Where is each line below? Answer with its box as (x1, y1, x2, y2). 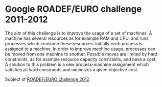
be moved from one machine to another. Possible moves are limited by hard (5, 51, 158, 57)
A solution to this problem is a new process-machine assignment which (5, 61, 149, 67)
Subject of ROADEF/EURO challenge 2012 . (5, 76, 91, 82)
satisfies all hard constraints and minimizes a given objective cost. (5, 66, 139, 72)
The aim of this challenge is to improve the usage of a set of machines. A (5, 30, 152, 36)
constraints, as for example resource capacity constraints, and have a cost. (5, 56, 157, 62)
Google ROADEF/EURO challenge (5, 3, 142, 15)
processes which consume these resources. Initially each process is (5, 40, 143, 46)
